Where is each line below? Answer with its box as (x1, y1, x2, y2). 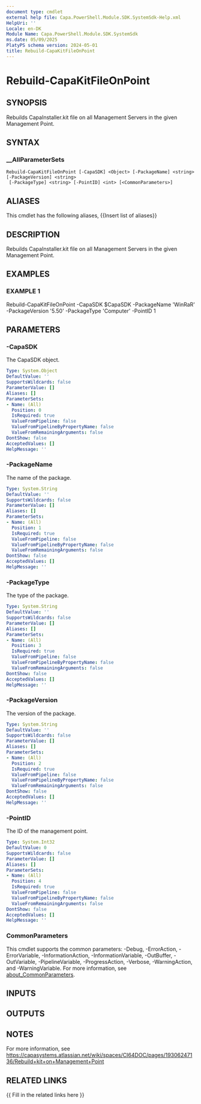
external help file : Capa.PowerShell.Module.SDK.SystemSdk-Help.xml (6, 14, 181, 20)
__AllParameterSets (6, 156, 65, 164)
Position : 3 (11, 643, 42, 649)
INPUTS (6, 988, 36, 998)
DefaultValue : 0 (6, 845, 47, 851)
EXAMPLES (6, 269, 50, 280)
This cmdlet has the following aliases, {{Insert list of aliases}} (6, 212, 157, 219)
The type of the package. (6, 592, 69, 599)
